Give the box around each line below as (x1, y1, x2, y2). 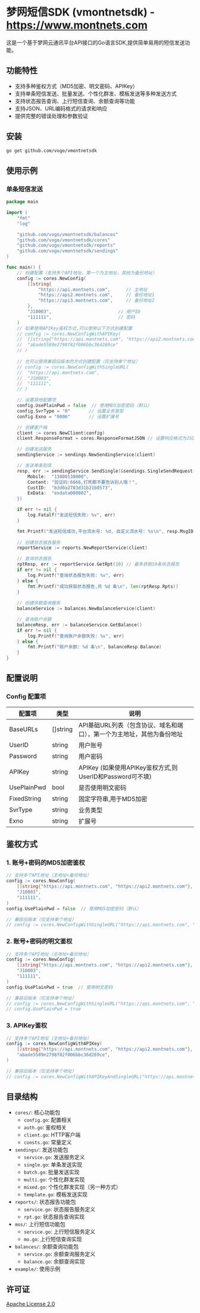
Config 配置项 (6, 693, 46, 701)
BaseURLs (9, 725, 38, 733)
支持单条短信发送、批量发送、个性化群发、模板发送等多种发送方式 (14, 90, 177, 97)
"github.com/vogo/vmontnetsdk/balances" (17, 231, 118, 237)
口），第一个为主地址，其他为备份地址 (78, 730, 183, 738)
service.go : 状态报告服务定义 (23, 1205, 96, 1213)
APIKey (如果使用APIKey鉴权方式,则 (78, 763, 178, 772)
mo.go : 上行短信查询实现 (23, 1235, 82, 1243)
